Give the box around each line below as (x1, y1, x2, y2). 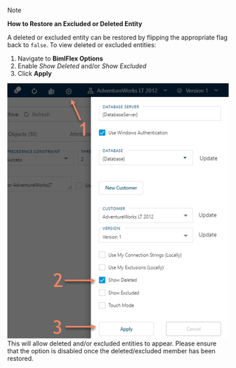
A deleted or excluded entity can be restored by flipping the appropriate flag (7, 33, 228, 42)
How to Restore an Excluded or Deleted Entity (7, 20, 143, 27)
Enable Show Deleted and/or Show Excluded (17, 62, 147, 70)
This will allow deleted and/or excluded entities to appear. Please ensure (7, 339, 217, 348)
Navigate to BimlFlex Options (17, 54, 103, 63)
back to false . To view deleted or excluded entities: (7, 41, 157, 49)
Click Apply (17, 70, 52, 77)
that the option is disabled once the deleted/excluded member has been (7, 346, 216, 355)
